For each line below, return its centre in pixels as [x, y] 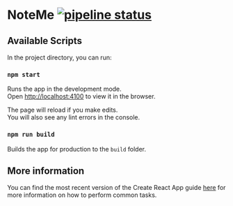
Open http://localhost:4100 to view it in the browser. [81, 96]
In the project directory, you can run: [59, 57]
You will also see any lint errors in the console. [74, 117]
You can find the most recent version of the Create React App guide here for [116, 188]
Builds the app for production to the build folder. [77, 149]
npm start [24, 74]
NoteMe [31, 15]
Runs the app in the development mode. [64, 89]
